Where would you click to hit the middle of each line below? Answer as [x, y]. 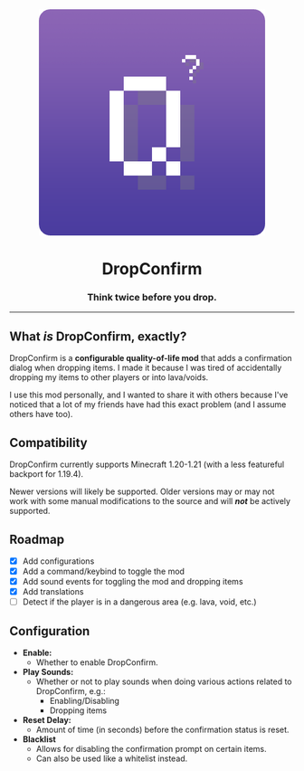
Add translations [53, 592]
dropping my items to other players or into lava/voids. [109, 377]
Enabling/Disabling [85, 701]
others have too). [41, 414]
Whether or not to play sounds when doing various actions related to [164, 681]
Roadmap [37, 539]
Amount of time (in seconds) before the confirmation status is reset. [162, 730]
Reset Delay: [47, 720]
